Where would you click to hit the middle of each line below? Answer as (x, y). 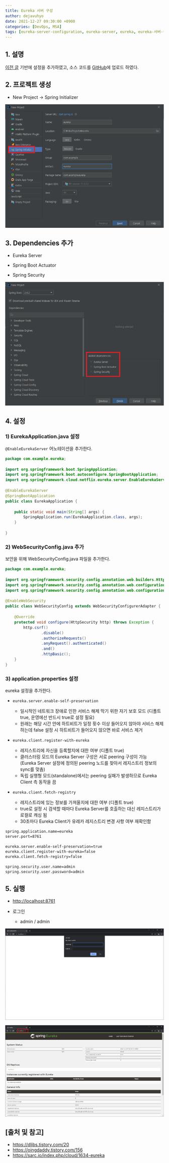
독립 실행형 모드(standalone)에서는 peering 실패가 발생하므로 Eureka (89, 776)
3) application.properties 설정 (42, 679)
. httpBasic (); (56, 654)
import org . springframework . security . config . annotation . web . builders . (81, 580)
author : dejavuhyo (24, 16)
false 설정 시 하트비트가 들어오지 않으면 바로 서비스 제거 (88, 730)
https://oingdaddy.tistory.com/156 (48, 1150)
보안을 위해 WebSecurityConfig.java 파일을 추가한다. (58, 559)
